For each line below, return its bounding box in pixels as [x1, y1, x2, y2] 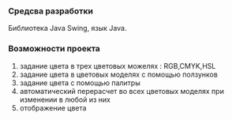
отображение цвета [19, 103, 87, 112]
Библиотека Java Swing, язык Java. [8, 24, 127, 33]
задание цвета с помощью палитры [19, 77, 140, 88]
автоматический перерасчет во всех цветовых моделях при [19, 86, 225, 96]
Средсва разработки [8, 6, 93, 17]
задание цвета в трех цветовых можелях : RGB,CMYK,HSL [19, 61, 216, 70]
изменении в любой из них [19, 95, 110, 104]
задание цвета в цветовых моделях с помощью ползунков [19, 69, 219, 79]
